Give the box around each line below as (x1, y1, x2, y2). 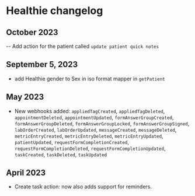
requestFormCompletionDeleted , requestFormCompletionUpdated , (14, 145, 166, 152)
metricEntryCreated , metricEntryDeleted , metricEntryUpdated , (14, 132, 163, 139)
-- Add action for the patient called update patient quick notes (6, 43, 159, 50)
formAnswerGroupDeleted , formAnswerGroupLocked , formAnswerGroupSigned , (14, 120, 190, 127)
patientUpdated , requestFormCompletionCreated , (14, 138, 130, 145)
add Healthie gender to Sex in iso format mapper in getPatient (14, 75, 165, 82)
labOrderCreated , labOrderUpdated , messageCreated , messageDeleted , (14, 126, 177, 133)
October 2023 (6, 27, 58, 37)
